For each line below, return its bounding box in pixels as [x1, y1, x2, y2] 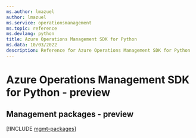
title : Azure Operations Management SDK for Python [6, 36, 137, 42]
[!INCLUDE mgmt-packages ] [6, 125, 76, 132]
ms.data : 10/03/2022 [6, 42, 58, 48]
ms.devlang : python [6, 31, 55, 37]
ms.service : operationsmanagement [6, 20, 92, 26]
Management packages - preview [6, 109, 134, 120]
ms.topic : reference [6, 25, 58, 32]
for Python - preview [6, 86, 110, 99]
